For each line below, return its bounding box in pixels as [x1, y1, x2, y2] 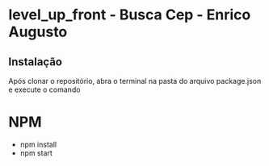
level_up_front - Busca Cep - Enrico [8, 6, 251, 24]
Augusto [8, 23, 68, 41]
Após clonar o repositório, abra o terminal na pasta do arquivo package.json [8, 77, 262, 85]
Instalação [8, 55, 63, 68]
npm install [19, 139, 57, 149]
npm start [19, 147, 53, 158]
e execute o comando [8, 85, 81, 94]
